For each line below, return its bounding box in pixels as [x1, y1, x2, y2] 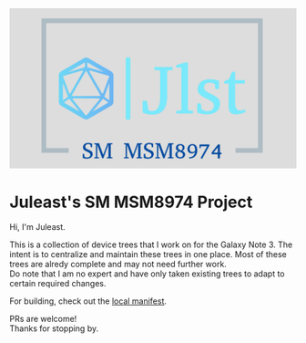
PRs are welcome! [9, 314, 77, 325]
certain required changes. [9, 278, 107, 289]
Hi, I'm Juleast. [9, 222, 66, 233]
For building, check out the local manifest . [9, 296, 167, 307]
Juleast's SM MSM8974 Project [9, 192, 253, 213]
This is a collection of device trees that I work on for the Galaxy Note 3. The [9, 239, 293, 250]
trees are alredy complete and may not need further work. [9, 259, 228, 270]
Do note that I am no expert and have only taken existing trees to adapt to [9, 268, 285, 279]
